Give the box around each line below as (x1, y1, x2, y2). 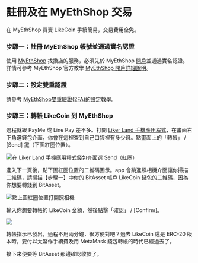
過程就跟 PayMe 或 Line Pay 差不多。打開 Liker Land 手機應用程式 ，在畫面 (6, 126, 187, 134)
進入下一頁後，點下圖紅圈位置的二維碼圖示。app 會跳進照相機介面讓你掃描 (6, 166, 189, 173)
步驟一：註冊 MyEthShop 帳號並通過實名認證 (6, 42, 135, 50)
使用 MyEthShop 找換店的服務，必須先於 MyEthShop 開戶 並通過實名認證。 (6, 57, 189, 64)
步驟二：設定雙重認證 (6, 81, 67, 89)
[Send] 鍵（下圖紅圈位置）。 (6, 141, 74, 148)
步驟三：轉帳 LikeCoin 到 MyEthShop (6, 112, 114, 120)
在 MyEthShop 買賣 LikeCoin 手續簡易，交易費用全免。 (6, 26, 140, 33)
